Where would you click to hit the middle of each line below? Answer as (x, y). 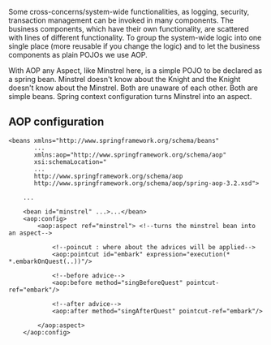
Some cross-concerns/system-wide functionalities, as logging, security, (129, 12)
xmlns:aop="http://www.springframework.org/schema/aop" (130, 155)
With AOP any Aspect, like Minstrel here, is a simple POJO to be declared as (135, 71)
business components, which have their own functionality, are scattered (129, 29)
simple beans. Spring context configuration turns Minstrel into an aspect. (130, 96)
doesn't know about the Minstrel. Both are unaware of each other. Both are (133, 88)
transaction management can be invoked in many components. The (121, 20)
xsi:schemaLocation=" (70, 162)
